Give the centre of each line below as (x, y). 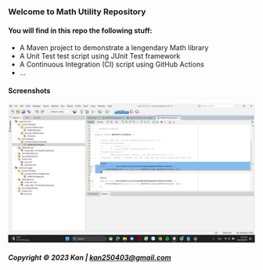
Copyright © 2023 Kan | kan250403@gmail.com (90, 257)
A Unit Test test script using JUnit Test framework (100, 56)
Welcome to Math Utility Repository (77, 12)
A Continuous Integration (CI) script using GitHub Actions (112, 64)
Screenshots (29, 90)
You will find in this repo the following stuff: (80, 31)
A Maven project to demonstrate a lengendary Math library (114, 48)
